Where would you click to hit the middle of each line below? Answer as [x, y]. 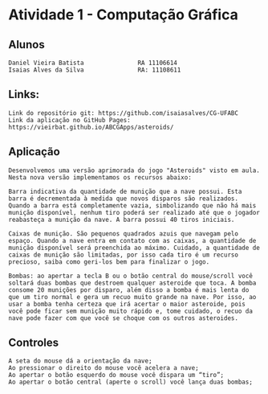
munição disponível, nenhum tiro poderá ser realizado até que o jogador [134, 212]
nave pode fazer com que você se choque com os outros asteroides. [124, 318]
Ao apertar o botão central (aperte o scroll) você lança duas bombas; [130, 382]
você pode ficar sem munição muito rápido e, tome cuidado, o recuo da [130, 311]
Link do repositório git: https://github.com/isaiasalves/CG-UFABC [124, 113]
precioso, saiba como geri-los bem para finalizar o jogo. [109, 262]
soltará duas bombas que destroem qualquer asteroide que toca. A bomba [132, 283]
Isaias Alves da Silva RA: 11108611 [95, 70]
